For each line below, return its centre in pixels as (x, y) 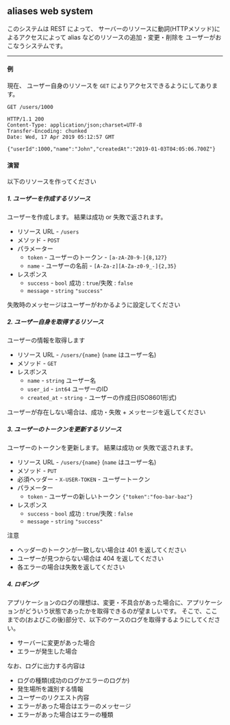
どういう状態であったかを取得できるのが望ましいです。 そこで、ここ (121, 611)
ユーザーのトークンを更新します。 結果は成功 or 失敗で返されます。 (102, 448)
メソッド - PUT (37, 471)
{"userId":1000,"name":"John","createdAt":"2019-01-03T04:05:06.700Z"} (111, 149)
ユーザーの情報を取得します (46, 340)
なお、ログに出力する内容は (46, 666)
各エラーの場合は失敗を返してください (71, 567)
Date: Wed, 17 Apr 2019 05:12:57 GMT (61, 137)
